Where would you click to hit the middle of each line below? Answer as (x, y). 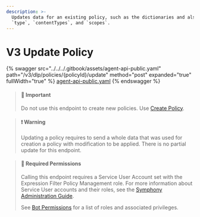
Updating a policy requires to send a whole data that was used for (101, 137)
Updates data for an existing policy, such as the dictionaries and (98, 17)
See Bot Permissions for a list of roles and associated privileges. (99, 207)
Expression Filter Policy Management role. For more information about (107, 183)
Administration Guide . (47, 196)
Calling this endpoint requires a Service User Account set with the (101, 177)
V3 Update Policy (50, 52)
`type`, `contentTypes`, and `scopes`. (61, 23)
